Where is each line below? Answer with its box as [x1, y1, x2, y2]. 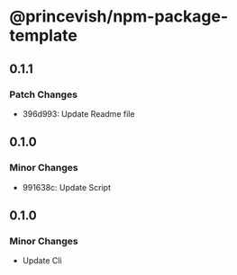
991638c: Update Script [22, 182, 111, 192]
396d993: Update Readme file [22, 108, 135, 119]
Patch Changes [9, 88, 78, 101]
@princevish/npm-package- [9, 6, 229, 27]
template [9, 25, 78, 46]
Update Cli [22, 255, 62, 266]
